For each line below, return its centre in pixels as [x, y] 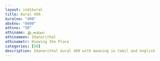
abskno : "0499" [21, 23]
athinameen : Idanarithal [31, 37]
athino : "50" [18, 28]
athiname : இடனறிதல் [25, 32]
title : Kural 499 [23, 14]
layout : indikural [24, 10]
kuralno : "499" [21, 19]
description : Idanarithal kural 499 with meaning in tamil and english [80, 51]
